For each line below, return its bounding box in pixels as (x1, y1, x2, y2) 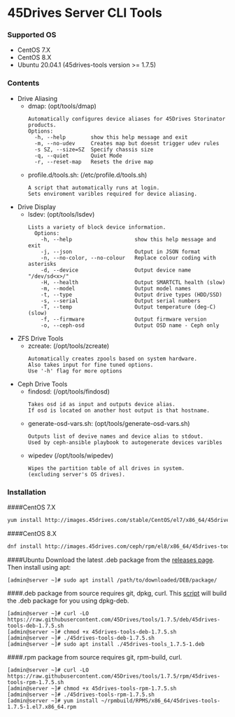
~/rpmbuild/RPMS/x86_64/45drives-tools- (101, 697, 220, 704)
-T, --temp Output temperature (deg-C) (41, 303, 217, 310)
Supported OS (7, 30, 57, 40)
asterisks (27, 260, 57, 267)
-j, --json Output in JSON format (41, 248, 201, 255)
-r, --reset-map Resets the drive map (34, 158, 154, 166)
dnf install (7, 542, 42, 550)
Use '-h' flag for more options (27, 367, 122, 375)
